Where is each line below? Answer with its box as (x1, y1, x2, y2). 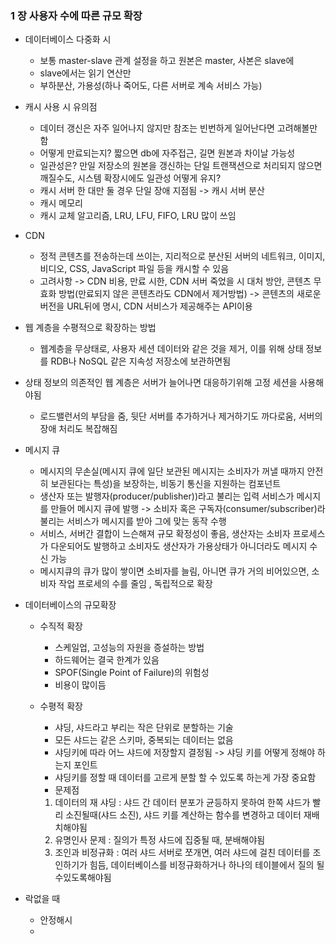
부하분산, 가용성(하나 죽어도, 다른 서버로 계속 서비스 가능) (39, 80, 263, 92)
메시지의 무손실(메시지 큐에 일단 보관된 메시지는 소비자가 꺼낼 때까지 (39, 465, 305, 477)
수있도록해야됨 (54, 872, 112, 884)
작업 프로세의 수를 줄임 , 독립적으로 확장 (58, 578, 213, 590)
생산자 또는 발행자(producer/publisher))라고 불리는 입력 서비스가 (39, 490, 295, 502)
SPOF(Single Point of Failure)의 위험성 (54, 667, 210, 679)
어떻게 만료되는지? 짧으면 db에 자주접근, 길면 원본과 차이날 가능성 (39, 147, 296, 159)
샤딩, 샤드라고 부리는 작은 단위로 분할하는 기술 (54, 722, 234, 734)
